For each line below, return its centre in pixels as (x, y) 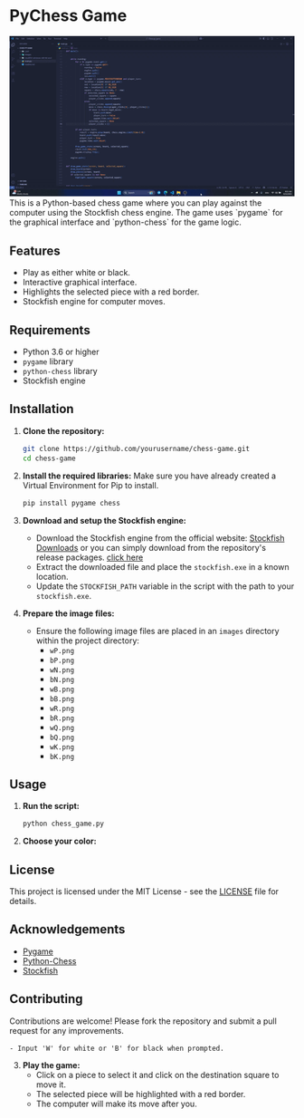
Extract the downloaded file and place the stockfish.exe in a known (162, 566)
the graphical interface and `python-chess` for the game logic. (126, 222)
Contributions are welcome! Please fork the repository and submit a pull (143, 1021)
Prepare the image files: (68, 613)
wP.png (62, 651)
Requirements (50, 330)
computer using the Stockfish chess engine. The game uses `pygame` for (146, 213)
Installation (42, 409)
